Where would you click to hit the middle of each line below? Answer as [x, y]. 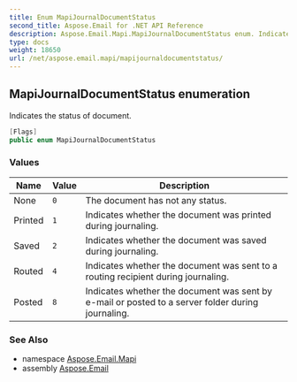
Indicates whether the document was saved [176, 240]
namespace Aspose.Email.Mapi [79, 359]
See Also [29, 340]
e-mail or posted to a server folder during [172, 302]
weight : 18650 [35, 50]
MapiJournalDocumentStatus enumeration [129, 94]
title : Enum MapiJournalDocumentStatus [83, 17]
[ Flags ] [23, 132]
